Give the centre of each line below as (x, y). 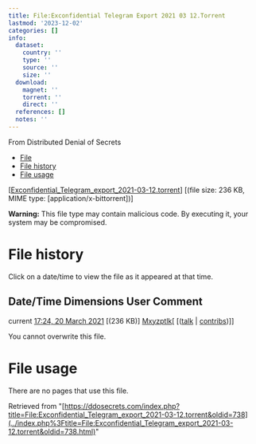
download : (31, 82)
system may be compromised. (58, 222)
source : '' (41, 68)
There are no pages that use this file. (68, 391)
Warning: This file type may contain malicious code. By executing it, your (128, 214)
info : (17, 38)
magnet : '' (41, 90)
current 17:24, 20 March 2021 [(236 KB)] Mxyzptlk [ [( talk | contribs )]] (121, 320)
